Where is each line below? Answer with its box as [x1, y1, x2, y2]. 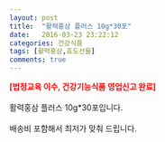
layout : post [9, 13, 59, 23]
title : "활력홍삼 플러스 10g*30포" [9, 22, 133, 31]
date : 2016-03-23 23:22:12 [9, 30, 119, 39]
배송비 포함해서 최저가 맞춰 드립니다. [9, 123, 137, 134]
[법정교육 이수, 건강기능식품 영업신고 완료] [9, 81, 156, 91]
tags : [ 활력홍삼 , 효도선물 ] [9, 47, 96, 56]
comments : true [9, 55, 67, 64]
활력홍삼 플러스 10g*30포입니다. [9, 102, 124, 113]
